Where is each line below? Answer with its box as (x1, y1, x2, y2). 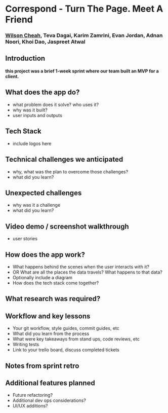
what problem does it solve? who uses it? (12, 101, 99, 107)
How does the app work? (5, 250, 85, 259)
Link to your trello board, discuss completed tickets (12, 347, 120, 353)
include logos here (12, 140, 52, 146)
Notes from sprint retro (5, 361, 79, 370)
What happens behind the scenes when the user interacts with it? (12, 264, 149, 270)
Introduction (5, 54, 46, 62)
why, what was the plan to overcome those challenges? (12, 168, 129, 175)
